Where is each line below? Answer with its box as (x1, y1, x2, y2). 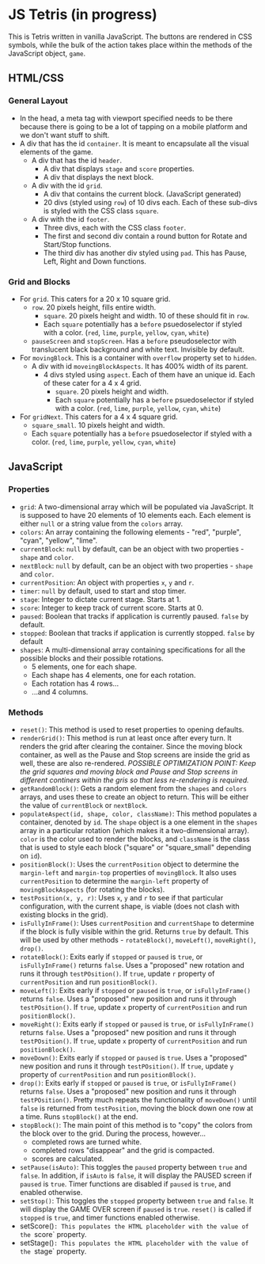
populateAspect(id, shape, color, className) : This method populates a (19, 809, 257, 818)
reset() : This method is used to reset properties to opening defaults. (19, 725, 244, 734)
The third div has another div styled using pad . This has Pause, (43, 248, 248, 257)
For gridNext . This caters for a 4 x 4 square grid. (19, 412, 178, 421)
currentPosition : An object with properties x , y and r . (19, 577, 195, 587)
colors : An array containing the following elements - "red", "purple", (19, 527, 241, 536)
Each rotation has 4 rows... (31, 679, 119, 688)
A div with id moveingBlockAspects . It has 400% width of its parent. (31, 361, 248, 371)
